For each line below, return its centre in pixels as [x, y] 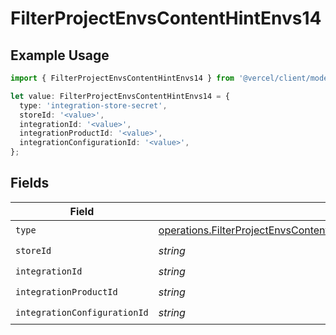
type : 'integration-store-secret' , [93, 105]
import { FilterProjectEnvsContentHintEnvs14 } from [122, 78]
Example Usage [60, 55]
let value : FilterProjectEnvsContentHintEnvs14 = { [120, 96]
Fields [30, 183]
